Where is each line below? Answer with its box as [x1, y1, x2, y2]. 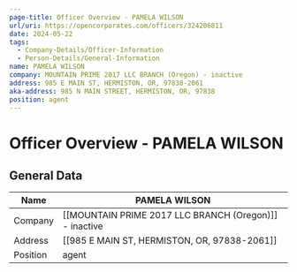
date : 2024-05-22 [9, 29, 73, 38]
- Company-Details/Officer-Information [17, 46, 164, 55]
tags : [9, 37, 29, 47]
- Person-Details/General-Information [17, 54, 161, 63]
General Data [9, 168, 83, 183]
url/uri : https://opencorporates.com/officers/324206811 [9, 21, 224, 30]
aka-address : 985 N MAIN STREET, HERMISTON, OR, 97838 [9, 87, 216, 95]
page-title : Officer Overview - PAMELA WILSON [9, 12, 184, 22]
